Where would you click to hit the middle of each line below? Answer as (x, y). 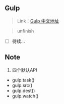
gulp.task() (23, 80)
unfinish (25, 31)
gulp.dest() (23, 90)
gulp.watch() (25, 96)
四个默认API (24, 70)
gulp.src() (22, 85)
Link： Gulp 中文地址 (38, 21)
